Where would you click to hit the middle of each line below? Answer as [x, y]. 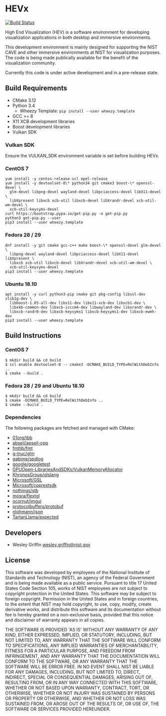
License [18, 560]
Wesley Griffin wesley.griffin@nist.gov [51, 545]
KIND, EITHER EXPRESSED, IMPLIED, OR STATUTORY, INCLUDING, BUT [79, 635]
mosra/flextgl [26, 496]
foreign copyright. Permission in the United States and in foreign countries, [82, 598]
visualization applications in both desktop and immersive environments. [78, 37]
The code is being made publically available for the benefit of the [72, 57]
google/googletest [31, 464]
